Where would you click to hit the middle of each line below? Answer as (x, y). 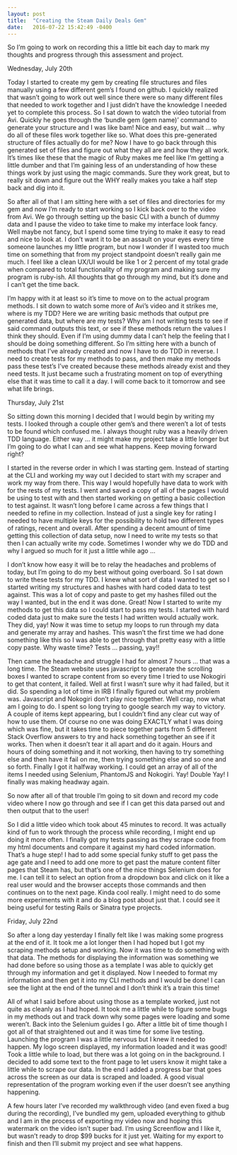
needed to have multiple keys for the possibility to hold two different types (116, 521)
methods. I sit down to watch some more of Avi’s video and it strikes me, (113, 306)
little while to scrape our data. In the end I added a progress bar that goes (114, 1070)
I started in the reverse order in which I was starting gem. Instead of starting (118, 468)
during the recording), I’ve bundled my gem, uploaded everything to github (116, 1113)
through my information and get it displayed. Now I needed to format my (112, 973)
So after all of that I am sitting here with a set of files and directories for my (116, 202)
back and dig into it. (36, 188)
